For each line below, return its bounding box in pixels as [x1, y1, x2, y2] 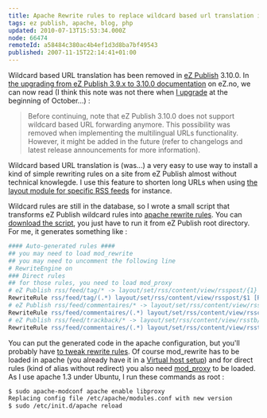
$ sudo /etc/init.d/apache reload [8, 402, 123, 410]
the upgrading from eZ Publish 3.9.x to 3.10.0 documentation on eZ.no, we [8, 79, 251, 88]
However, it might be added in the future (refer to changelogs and [27, 137, 243, 146]
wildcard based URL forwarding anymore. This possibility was [27, 120, 230, 129]
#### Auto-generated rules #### [8, 242, 115, 250]
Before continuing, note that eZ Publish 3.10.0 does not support [27, 111, 235, 120]
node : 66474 [8, 33, 48, 42]
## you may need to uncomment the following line [8, 256, 176, 265]
